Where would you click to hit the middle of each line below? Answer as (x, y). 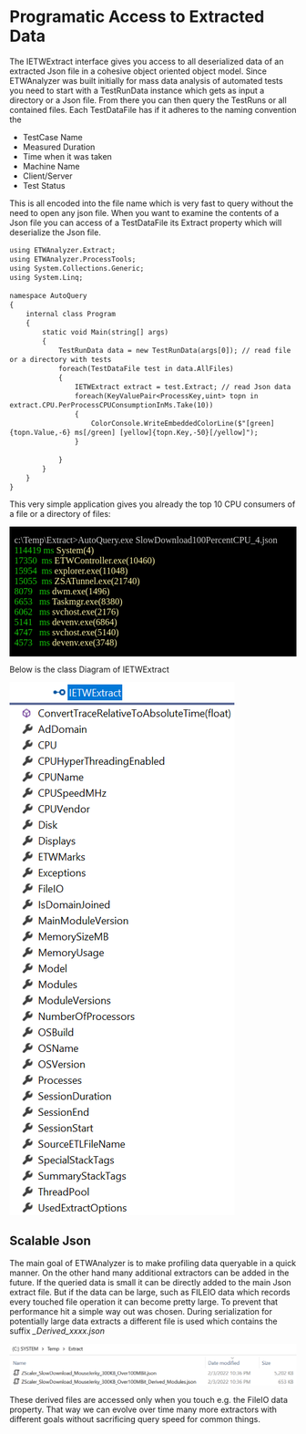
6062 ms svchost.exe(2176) (66, 612)
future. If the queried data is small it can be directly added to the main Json (150, 1282)
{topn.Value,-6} (40, 432)
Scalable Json (50, 1241)
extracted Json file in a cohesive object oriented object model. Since (138, 71)
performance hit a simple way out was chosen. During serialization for (141, 1311)
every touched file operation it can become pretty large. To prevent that (144, 1302)
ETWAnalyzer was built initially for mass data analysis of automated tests (147, 80)
